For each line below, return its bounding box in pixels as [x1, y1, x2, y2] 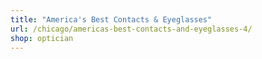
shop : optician [10, 33, 74, 43]
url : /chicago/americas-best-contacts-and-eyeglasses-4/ [10, 24, 253, 34]
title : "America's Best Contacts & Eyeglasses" [10, 14, 213, 25]
